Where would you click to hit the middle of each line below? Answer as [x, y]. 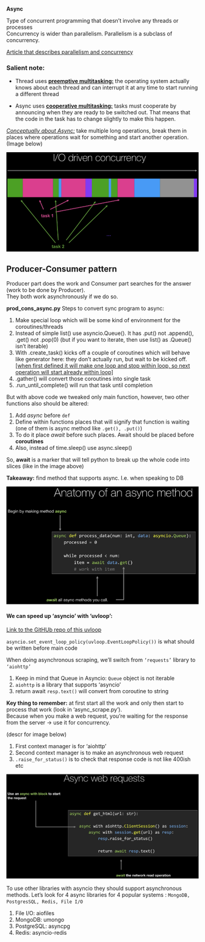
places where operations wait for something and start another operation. [98, 138]
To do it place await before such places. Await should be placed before [104, 435]
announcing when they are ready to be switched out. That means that [103, 112]
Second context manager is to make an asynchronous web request [99, 752]
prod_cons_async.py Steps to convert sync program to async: [85, 309]
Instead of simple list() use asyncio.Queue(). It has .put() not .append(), [104, 333]
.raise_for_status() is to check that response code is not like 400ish [103, 759]
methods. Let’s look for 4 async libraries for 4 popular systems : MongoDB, [98, 894]
